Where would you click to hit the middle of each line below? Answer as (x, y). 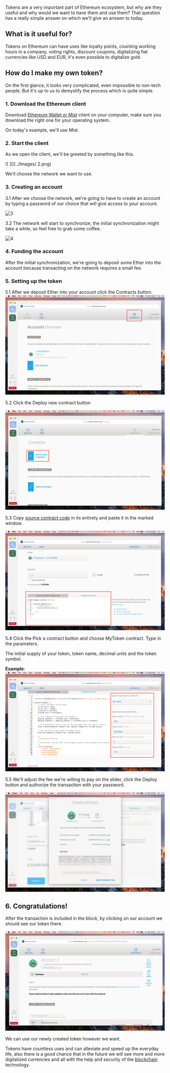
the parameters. (22, 644)
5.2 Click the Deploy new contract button (48, 403)
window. (14, 523)
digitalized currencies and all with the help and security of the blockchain (81, 1059)
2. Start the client (27, 143)
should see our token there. (34, 923)
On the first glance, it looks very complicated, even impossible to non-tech (83, 85)
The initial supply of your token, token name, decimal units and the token (81, 653)
